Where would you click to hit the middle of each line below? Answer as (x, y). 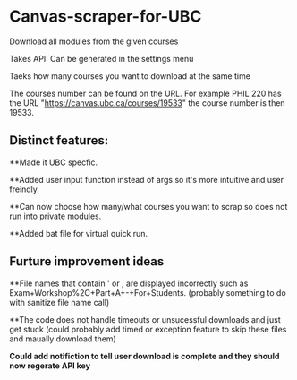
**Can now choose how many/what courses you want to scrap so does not (148, 206)
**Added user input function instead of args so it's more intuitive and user (147, 179)
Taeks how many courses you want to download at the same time (130, 76)
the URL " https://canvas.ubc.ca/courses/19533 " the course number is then (147, 103)
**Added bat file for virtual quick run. (79, 233)
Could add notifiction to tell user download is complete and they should (144, 356)
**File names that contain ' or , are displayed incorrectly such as (129, 283)
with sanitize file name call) (59, 302)
